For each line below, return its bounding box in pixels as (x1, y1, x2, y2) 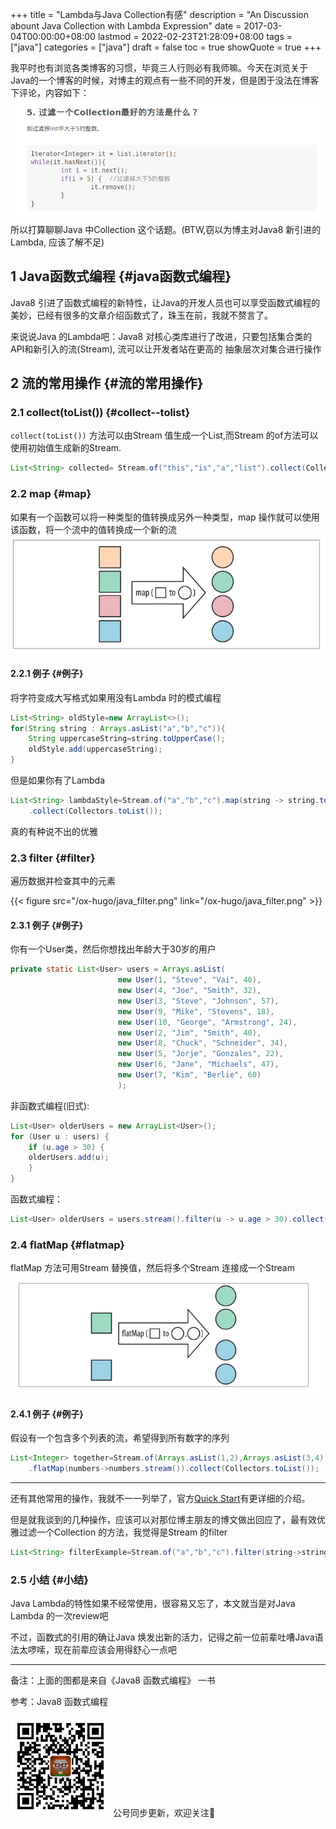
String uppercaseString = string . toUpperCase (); (28, 734, 226, 744)
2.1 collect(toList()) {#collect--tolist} (10, 406, 191, 419)
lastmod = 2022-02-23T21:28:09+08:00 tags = (97, 31, 293, 42)
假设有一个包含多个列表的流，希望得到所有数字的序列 (10, 1432, 230, 1444)
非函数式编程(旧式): (10, 1099, 90, 1112)
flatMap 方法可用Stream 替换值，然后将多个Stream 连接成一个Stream (10, 1262, 295, 1274)
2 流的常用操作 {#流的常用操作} (10, 375, 204, 392)
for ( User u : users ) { (10, 1131, 110, 1142)
